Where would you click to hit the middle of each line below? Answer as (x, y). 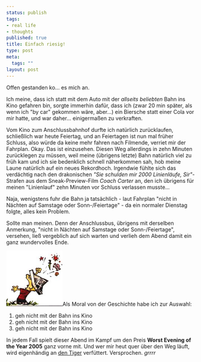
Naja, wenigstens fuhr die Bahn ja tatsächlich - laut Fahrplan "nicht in (91, 198)
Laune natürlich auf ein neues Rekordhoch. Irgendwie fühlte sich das (91, 168)
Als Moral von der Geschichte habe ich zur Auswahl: (127, 304)
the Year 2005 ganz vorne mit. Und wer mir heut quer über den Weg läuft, (98, 346)
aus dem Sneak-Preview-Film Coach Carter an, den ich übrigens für (110, 180)
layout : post (22, 70)
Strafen (15, 180)
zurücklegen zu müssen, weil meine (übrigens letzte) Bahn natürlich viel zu (99, 155)
